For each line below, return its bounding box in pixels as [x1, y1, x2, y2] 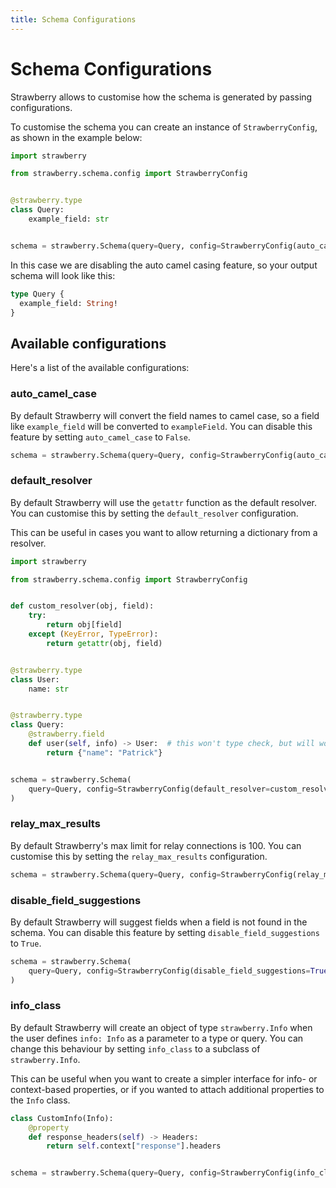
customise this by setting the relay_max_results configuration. [10, 850, 268, 862]
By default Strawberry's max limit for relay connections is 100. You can [10, 839, 302, 851]
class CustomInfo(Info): [10, 1113, 114, 1123]
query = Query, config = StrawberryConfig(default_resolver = [28, 784, 271, 794]
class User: [10, 674, 60, 685]
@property [28, 1122, 70, 1133]
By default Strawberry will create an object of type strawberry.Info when [10, 1021, 313, 1033]
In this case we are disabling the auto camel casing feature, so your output [10, 259, 318, 271]
